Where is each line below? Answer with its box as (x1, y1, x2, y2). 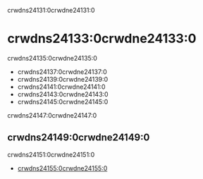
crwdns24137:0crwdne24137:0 (17, 67, 107, 76)
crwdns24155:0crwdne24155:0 (17, 163, 108, 172)
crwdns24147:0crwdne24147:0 (7, 111, 97, 119)
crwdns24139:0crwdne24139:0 (17, 75, 109, 83)
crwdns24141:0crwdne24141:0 (17, 82, 106, 91)
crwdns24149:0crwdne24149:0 (7, 132, 150, 144)
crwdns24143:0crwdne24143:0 (17, 89, 109, 98)
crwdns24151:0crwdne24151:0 (7, 150, 95, 159)
